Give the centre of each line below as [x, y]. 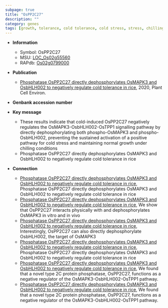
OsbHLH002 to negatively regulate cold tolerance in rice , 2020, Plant [91, 87]
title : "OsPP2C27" [24, 14]
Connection [25, 169]
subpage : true [20, 10]
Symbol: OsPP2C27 [40, 52]
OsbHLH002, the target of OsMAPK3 [58, 237]
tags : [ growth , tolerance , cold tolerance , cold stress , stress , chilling [85, 28]
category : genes [22, 24]
